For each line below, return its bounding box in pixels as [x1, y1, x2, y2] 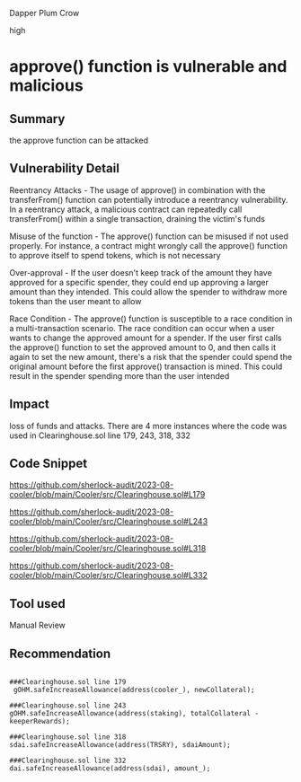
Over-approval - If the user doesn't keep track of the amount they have [9, 267, 272, 277]
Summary [9, 111, 66, 127]
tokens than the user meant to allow [9, 295, 142, 306]
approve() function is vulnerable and [9, 57, 288, 77]
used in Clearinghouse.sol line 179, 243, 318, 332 [9, 430, 191, 441]
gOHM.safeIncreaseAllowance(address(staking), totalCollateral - [9, 709, 259, 718]
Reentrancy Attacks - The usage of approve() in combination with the [9, 184, 266, 196]
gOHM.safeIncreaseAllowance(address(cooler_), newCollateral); [13, 686, 255, 695]
